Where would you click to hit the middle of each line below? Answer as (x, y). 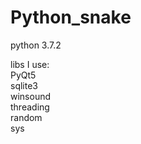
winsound (31, 96)
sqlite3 (24, 85)
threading (30, 107)
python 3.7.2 (36, 45)
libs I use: (30, 64)
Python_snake (71, 17)
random (26, 117)
